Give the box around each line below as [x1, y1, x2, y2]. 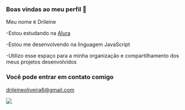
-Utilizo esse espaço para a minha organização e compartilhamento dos [6, 52, 180, 59]
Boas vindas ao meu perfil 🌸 [6, 5, 87, 13]
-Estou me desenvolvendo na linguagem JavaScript [6, 41, 130, 48]
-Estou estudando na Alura [6, 30, 71, 37]
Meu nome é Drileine [6, 19, 57, 26]
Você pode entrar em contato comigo [6, 73, 114, 81]
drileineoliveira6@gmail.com [6, 86, 75, 93]
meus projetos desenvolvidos [6, 58, 77, 66]
